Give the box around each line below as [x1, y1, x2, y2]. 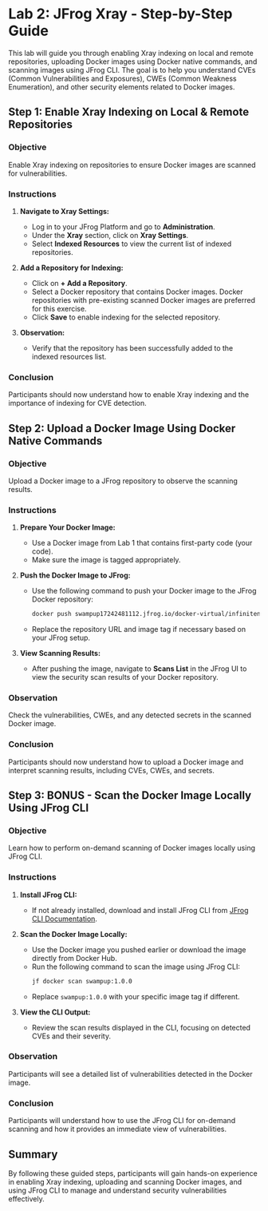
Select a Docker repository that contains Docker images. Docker [31, 287, 243, 296]
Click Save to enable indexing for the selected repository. [31, 312, 221, 322]
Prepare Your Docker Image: [19, 522, 116, 532]
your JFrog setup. [31, 633, 90, 643]
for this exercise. [31, 304, 87, 313]
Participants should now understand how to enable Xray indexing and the [8, 390, 250, 399]
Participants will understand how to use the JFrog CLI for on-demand [8, 1116, 236, 1126]
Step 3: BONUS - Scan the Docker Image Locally [8, 788, 252, 803]
